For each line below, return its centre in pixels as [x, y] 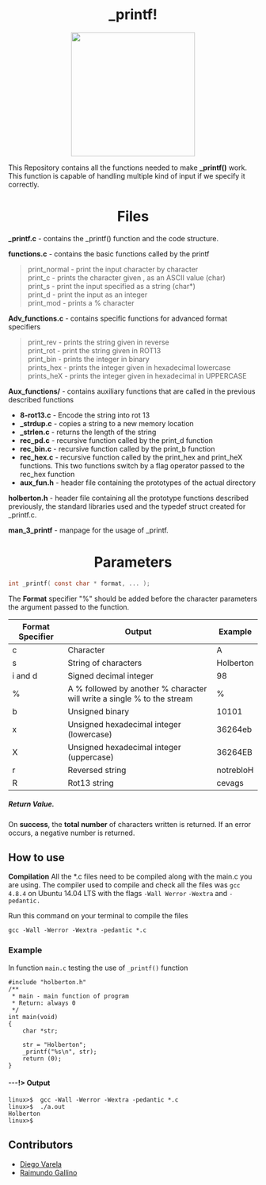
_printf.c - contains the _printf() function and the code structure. [114, 238]
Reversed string [97, 770]
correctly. [24, 184]
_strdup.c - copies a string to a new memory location [106, 423]
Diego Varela [40, 1164]
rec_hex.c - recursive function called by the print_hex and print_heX [131, 457]
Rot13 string [91, 783]
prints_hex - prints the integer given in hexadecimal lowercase [129, 367]
